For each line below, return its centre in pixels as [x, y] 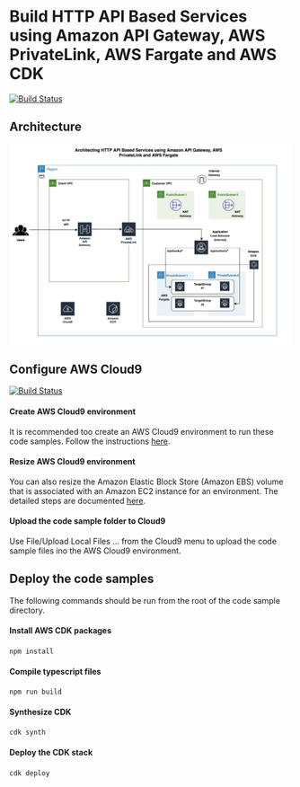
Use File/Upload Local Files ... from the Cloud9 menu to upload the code [143, 541]
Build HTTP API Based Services [128, 17]
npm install [31, 652]
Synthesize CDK [40, 712]
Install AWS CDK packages [61, 631]
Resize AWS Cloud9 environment [73, 462]
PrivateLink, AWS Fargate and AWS [143, 55]
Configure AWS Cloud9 [76, 369]
